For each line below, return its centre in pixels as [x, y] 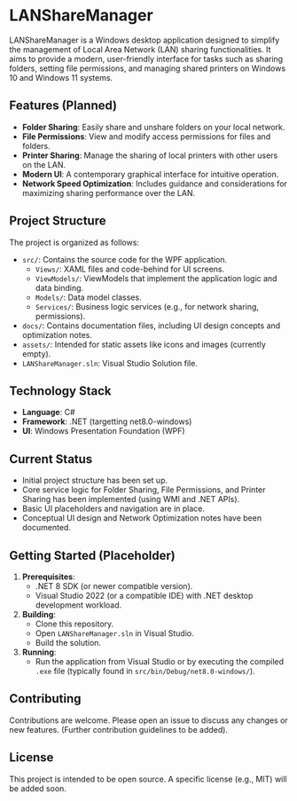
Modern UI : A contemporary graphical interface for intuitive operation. [150, 174]
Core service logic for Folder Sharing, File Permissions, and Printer [144, 490]
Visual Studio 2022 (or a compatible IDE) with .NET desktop [144, 596]
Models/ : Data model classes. [88, 297]
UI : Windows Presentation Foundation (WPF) [103, 431]
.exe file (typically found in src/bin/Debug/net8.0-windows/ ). [145, 671]
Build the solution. [68, 643]
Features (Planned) [63, 106]
